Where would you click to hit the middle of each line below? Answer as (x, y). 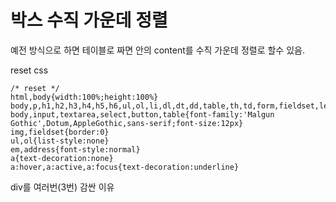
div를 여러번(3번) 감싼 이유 (62, 187)
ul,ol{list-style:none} (60, 141)
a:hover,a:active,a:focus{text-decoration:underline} (125, 167)
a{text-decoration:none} (62, 158)
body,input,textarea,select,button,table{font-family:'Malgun (142, 114)
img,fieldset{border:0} (60, 132)
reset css (29, 70)
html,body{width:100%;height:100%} (84, 97)
